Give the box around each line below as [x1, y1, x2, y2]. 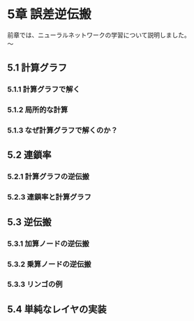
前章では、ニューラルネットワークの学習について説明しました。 [7, 31, 191, 39]
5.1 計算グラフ [7, 62, 68, 74]
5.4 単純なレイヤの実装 [7, 303, 107, 315]
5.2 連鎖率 [7, 149, 52, 161]
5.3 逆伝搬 [7, 216, 52, 227]
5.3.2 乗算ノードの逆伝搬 [7, 259, 91, 269]
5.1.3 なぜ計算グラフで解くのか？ [7, 126, 119, 135]
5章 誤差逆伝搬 [7, 6, 92, 22]
